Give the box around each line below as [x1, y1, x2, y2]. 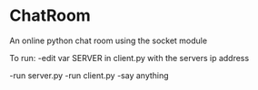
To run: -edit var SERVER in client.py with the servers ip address [9, 52, 250, 63]
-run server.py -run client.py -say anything [9, 69, 170, 81]
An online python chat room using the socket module [9, 35, 207, 46]
